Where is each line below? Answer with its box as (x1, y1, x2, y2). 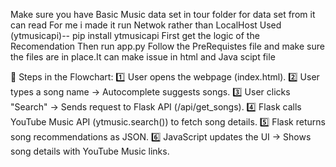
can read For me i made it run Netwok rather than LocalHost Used (10, 19, 282, 31)
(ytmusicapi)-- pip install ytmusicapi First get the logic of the (10, 30, 260, 41)
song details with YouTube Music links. (10, 145, 170, 157)
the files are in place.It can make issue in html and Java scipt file (10, 51, 276, 63)
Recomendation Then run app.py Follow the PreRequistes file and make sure (10, 40, 325, 52)
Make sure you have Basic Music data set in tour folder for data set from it (10, 9, 316, 20)
